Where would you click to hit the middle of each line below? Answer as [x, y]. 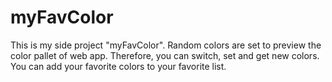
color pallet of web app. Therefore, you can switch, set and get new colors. [165, 55]
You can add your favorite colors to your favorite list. [118, 66]
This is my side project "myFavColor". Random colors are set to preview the [166, 45]
